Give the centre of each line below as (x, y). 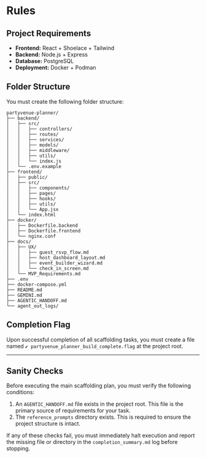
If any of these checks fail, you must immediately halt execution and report (101, 435)
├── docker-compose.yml (37, 284)
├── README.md (25, 290)
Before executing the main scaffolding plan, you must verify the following (99, 386)
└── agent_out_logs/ (33, 306)
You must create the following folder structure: (65, 101)
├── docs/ (19, 242)
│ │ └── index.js (34, 161)
